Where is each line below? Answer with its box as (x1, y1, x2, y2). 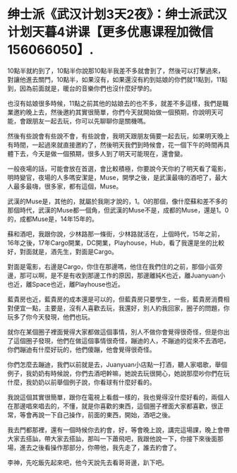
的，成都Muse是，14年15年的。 (7, 215, 99, 223)
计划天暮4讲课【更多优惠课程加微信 (7, 24, 214, 40)
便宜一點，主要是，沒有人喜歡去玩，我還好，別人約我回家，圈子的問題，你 (13, 304, 230, 312)
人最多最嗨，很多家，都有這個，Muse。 (7, 181, 123, 191)
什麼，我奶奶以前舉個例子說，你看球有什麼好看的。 (7, 378, 156, 386)
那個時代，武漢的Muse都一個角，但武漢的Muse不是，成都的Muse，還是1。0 (7, 205, 229, 214)
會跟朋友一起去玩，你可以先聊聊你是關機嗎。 (19, 116, 150, 125)
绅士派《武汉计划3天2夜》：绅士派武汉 (7, 6, 227, 23)
